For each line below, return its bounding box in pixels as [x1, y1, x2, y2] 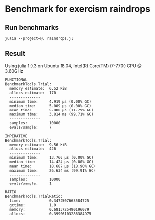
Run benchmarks [5, 23, 59, 32]
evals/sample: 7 [9, 125, 52, 130]
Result [5, 49, 26, 58]
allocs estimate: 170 [9, 90, 56, 95]
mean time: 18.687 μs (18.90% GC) [9, 164, 96, 169]
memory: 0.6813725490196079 [9, 207, 90, 212]
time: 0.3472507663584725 [9, 198, 90, 203]
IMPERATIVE [5, 133, 28, 139]
